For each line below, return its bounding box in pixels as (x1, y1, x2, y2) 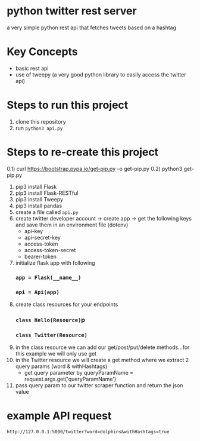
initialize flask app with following (15, 259, 95, 267)
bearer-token (24, 253, 57, 260)
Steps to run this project (7, 99, 129, 112)
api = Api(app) (15, 289, 60, 295)
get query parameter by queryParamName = (24, 369, 133, 376)
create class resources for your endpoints (15, 301, 118, 308)
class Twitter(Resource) (15, 332, 88, 338)
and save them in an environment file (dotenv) (15, 221, 129, 228)
